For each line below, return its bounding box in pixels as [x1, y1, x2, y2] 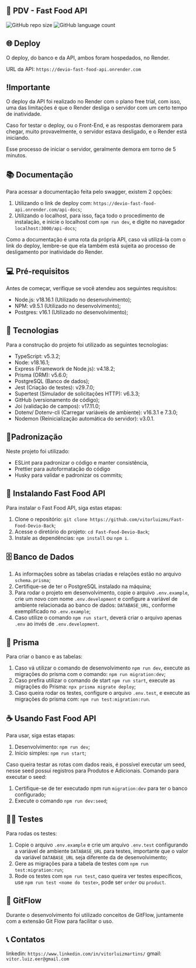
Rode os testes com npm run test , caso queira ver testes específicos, [14, 872, 183, 879]
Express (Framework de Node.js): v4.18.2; [14, 365, 115, 372]
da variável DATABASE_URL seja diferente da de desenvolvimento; [14, 853, 168, 861]
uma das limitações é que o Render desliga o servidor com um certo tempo [6, 104, 187, 112]
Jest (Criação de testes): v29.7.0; [14, 384, 95, 391]
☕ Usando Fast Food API [6, 713, 97, 723]
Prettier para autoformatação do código [14, 465, 111, 472]
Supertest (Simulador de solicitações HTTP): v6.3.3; [14, 390, 140, 397]
